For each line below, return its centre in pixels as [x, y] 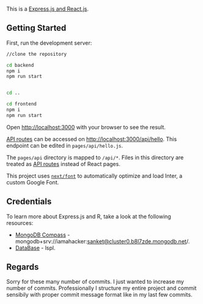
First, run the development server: [49, 43]
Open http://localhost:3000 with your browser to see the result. [86, 127]
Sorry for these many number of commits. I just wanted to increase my [95, 282]
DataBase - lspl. [35, 248]
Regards [23, 267]
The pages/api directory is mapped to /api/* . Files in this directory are [95, 157]
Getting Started [36, 28]
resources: [20, 222]
